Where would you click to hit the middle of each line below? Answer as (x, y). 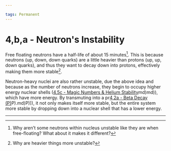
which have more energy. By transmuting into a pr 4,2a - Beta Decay (76, 98)
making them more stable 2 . (34, 71)
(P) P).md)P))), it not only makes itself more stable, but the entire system (81, 103)
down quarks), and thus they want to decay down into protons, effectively (83, 65)
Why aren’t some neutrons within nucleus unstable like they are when (85, 128)
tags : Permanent (22, 14)
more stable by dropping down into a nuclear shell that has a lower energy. (83, 108)
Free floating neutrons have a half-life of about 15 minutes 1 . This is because (84, 54)
